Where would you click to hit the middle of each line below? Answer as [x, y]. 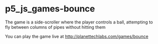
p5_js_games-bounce [50, 9]
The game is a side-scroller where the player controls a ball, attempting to [79, 22]
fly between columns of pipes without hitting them [55, 27]
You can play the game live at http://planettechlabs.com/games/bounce [77, 36]
